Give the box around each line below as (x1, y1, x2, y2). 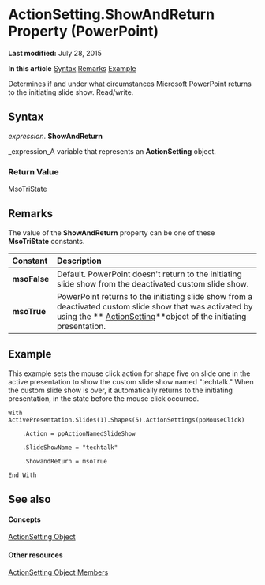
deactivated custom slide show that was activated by (56, 301, 253, 312)
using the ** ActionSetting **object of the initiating (56, 310, 247, 321)
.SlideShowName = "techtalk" (22, 444, 118, 452)
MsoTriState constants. (8, 236, 85, 246)
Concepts (8, 515, 41, 524)
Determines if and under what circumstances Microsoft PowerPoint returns (8, 79, 252, 88)
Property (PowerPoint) (8, 22, 159, 40)
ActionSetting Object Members (8, 568, 109, 577)
